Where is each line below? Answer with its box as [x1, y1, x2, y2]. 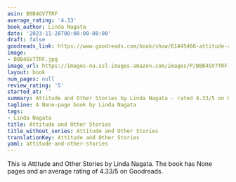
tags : [7, 108, 23, 115]
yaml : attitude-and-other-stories [7, 141, 109, 148]
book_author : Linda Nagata [7, 23, 86, 30]
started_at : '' [7, 88, 52, 95]
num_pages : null [7, 75, 55, 83]
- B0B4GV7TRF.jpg [7, 56, 58, 63]
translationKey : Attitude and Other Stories [7, 134, 140, 141]
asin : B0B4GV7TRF [7, 10, 58, 17]
